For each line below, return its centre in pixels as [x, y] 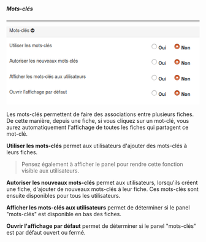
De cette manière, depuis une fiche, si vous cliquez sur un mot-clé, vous [98, 120]
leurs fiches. [22, 152]
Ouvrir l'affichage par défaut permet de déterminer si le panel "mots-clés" [101, 226]
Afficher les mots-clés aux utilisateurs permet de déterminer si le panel [98, 207]
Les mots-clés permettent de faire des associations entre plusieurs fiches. [100, 114]
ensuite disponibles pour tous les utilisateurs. [63, 195]
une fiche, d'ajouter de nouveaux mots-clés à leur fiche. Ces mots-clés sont [103, 189]
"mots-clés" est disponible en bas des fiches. [64, 214]
